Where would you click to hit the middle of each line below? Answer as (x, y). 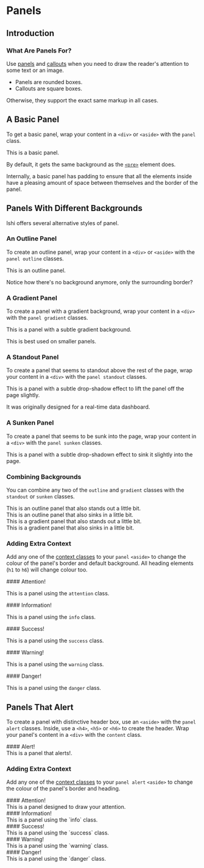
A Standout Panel (33, 357)
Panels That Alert (40, 707)
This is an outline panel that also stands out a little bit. (74, 508)
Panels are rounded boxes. (49, 82)
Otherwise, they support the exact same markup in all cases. (82, 100)
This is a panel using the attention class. (58, 594)
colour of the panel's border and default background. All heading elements (100, 563)
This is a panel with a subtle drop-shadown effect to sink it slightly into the (100, 454)
